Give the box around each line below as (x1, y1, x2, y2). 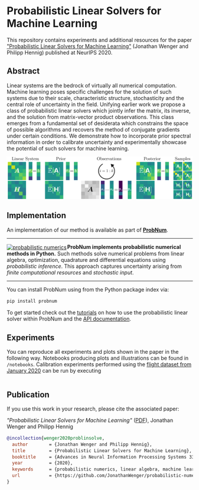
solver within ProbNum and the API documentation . (6, 315, 132, 322)
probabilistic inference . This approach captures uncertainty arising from (6, 262, 182, 270)
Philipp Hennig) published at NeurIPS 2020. (6, 49, 113, 56)
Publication (6, 389, 50, 399)
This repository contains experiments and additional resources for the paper (6, 36, 193, 43)
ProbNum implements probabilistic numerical (67, 243, 181, 250)
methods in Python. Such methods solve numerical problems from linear (6, 250, 185, 257)
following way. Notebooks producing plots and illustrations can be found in (6, 354, 189, 362)
